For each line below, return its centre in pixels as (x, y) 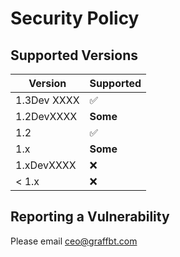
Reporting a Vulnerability (90, 217)
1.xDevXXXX (46, 165)
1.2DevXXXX (46, 116)
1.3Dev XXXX (47, 100)
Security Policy (75, 18)
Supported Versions (74, 55)
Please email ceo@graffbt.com (74, 241)
